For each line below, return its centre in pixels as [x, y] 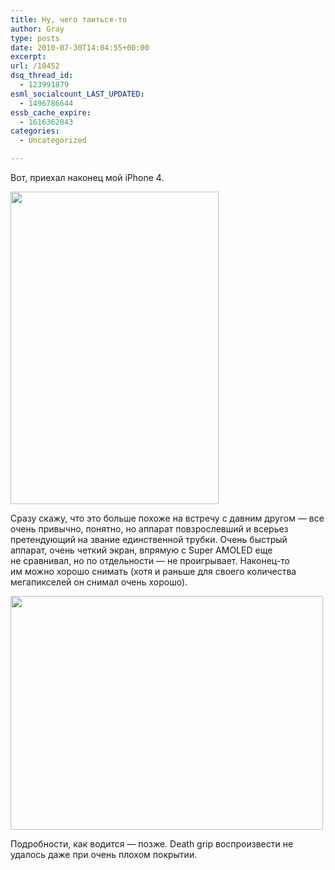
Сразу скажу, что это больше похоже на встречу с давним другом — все [167, 518]
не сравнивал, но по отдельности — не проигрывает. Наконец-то [150, 560]
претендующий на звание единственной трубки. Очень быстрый [149, 539]
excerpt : [28, 57]
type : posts [35, 38]
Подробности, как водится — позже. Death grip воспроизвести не [152, 844]
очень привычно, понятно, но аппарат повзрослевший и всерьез [149, 529]
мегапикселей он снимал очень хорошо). [99, 582]
